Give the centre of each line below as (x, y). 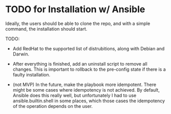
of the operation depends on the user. (53, 106)
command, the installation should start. (46, 28)
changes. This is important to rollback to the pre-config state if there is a (89, 69)
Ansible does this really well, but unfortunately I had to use (74, 95)
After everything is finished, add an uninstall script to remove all (80, 64)
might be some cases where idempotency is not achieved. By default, (86, 90)
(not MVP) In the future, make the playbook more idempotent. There (84, 84)
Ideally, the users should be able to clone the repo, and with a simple (78, 23)
